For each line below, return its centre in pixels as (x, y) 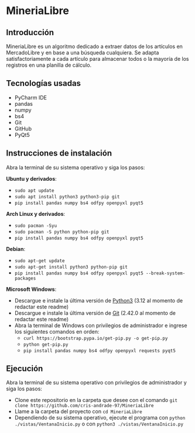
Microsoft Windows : (31, 289)
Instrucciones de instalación (59, 153)
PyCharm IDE (30, 97)
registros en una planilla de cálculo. (49, 65)
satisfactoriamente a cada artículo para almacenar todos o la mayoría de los (97, 59)
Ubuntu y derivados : (31, 178)
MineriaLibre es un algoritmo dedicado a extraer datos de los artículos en (95, 46)
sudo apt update (34, 190)
